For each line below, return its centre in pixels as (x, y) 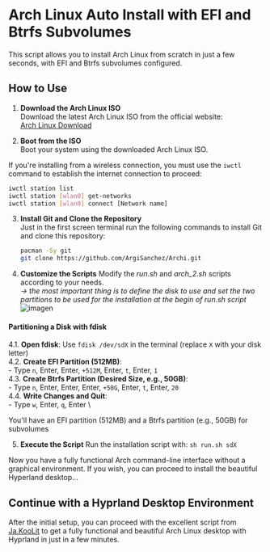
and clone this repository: (63, 236)
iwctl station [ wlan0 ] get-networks (70, 196)
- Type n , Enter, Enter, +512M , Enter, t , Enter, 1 (83, 370)
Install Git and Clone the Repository (81, 219)
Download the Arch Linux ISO (70, 107)
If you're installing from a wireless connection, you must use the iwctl (125, 165)
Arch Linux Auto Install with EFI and (130, 15)
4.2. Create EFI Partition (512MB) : (65, 362)
